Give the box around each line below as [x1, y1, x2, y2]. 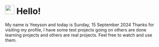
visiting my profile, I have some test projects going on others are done [5, 27, 147, 32]
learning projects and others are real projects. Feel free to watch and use [5, 32, 153, 38]
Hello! [16, 6, 41, 17]
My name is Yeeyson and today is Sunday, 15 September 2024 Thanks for [5, 22, 155, 28]
